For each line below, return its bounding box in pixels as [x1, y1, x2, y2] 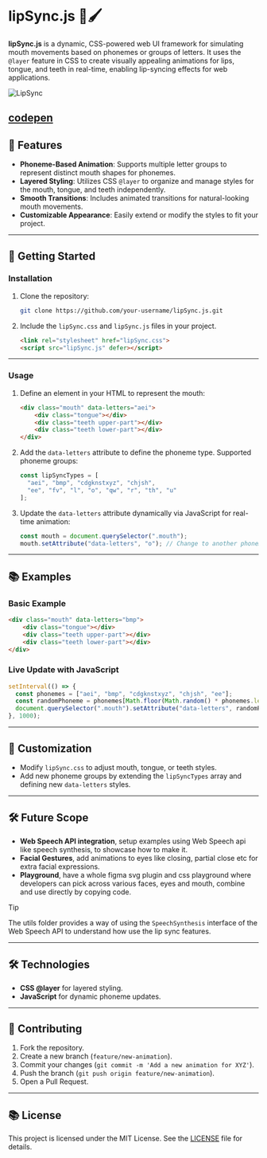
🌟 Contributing [8, 1022, 83, 1035]
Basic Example [8, 597, 66, 608]
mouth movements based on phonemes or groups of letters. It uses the [8, 47, 242, 57]
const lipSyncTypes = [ [19, 471, 99, 479]
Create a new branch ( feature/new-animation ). [19, 1051, 172, 1061]
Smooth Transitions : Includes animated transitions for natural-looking [19, 194, 250, 203]
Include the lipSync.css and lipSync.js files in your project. [19, 321, 217, 331]
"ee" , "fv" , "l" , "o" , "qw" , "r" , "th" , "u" [27, 486, 177, 495]
